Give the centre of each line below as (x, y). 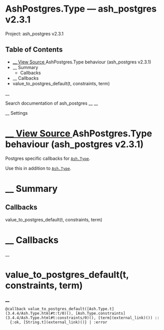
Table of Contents (34, 49)
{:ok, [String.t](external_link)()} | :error (59, 322)
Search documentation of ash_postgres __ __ (52, 103)
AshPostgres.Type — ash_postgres (81, 9)
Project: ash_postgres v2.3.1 (34, 34)
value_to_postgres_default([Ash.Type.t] (71, 309)
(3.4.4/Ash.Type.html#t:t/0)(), (39, 313)
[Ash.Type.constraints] (100, 313)
